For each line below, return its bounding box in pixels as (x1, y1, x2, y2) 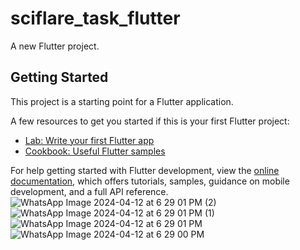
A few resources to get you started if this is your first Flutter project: (10, 115, 290, 127)
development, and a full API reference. (10, 185, 169, 197)
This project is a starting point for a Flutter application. (10, 95, 234, 107)
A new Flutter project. (10, 40, 100, 52)
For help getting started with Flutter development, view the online (10, 164, 280, 176)
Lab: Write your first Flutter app (24, 134, 155, 146)
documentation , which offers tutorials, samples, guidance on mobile (10, 175, 290, 187)
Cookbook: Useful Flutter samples (24, 145, 166, 157)
